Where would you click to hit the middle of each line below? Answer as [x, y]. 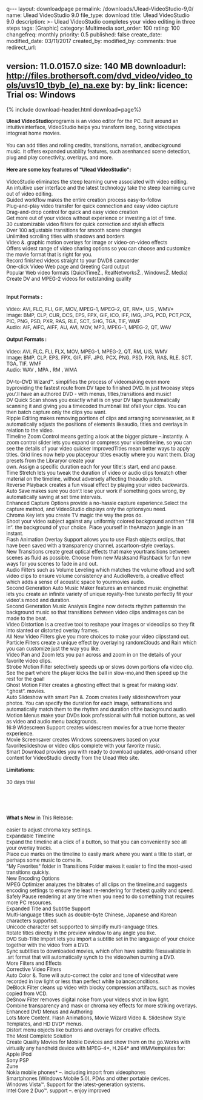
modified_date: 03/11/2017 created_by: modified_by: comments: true [92, 41]
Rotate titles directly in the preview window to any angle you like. [81, 933]
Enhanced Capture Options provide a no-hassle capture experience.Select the [97, 503]
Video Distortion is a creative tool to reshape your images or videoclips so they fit [101, 624]
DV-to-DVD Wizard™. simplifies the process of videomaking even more [88, 382]
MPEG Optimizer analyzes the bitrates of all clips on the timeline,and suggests [97, 884]
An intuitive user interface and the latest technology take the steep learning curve [101, 188]
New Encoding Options [33, 878]
